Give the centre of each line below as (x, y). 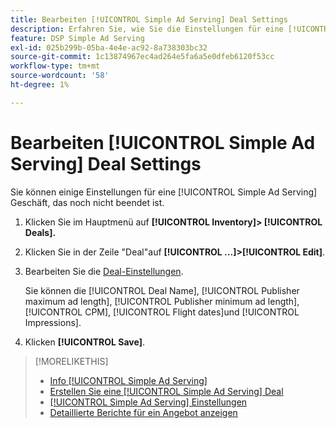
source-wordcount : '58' (60, 76)
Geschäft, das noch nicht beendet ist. (87, 202)
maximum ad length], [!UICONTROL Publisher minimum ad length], (162, 301)
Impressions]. (53, 322)
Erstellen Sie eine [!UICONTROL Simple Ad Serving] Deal (166, 391)
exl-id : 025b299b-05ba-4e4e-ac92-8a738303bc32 (109, 47)
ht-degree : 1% (40, 85)
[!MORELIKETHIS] (71, 361)
